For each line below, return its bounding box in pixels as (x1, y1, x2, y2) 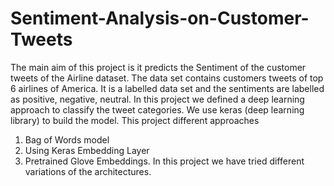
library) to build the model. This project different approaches (10, 114, 260, 126)
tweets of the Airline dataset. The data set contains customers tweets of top (10, 72, 324, 84)
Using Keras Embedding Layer (24, 144, 150, 156)
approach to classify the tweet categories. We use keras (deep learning (10, 103, 305, 116)
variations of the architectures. (24, 165, 152, 177)
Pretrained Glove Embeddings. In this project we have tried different (24, 155, 305, 167)
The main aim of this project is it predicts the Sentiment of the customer (10, 61, 307, 73)
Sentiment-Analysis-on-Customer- (10, 7, 310, 30)
